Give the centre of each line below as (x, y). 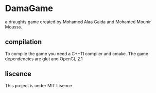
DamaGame (29, 8)
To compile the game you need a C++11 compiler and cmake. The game (77, 53)
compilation (24, 42)
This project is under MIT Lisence (38, 85)
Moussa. (14, 27)
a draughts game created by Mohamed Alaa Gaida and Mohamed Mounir (78, 22)
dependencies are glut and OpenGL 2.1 (44, 59)
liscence (18, 74)
